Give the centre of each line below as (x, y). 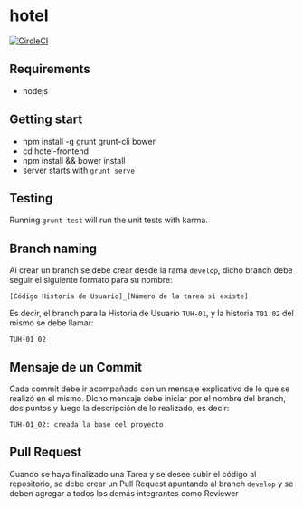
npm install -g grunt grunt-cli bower (89, 141)
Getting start (46, 120)
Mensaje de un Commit (76, 367)
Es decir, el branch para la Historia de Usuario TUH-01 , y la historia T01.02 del (151, 314)
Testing (31, 198)
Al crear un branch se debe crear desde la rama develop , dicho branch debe (151, 270)
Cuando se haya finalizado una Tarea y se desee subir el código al (133, 474)
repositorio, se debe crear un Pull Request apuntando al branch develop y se (151, 484)
